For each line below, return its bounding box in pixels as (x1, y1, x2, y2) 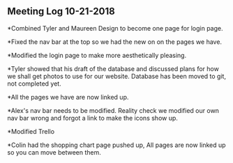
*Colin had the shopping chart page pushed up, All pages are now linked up (7, 141, 226, 149)
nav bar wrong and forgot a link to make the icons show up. (7, 114, 178, 122)
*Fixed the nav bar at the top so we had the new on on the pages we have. (7, 38, 222, 46)
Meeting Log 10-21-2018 (7, 6, 115, 17)
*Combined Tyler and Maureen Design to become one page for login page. (7, 24, 223, 32)
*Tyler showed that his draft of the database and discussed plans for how (7, 64, 220, 72)
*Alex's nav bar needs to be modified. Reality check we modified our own (7, 106, 220, 114)
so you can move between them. (7, 148, 101, 156)
